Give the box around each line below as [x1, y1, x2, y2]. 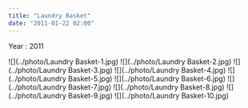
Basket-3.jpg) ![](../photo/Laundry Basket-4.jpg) [67, 65, 226, 74]
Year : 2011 [8, 41, 44, 50]
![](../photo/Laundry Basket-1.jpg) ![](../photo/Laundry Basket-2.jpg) [8, 57, 232, 66]
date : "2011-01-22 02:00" [8, 19, 94, 27]
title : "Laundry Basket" [8, 11, 91, 20]
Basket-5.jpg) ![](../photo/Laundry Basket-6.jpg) [67, 74, 226, 83]
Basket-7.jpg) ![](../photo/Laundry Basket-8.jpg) [67, 82, 226, 92]
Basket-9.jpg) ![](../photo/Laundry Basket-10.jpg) [67, 90, 230, 100]
